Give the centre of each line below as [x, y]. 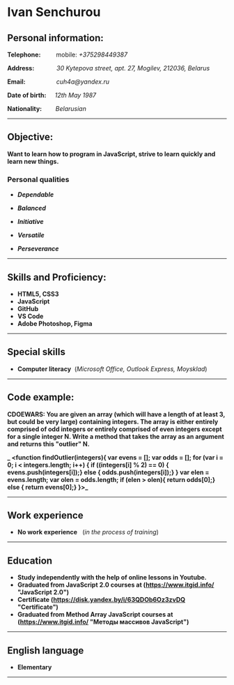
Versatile [31, 235]
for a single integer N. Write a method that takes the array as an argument [116, 436]
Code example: [41, 397]
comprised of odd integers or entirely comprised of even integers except [115, 429]
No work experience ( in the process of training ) [88, 532]
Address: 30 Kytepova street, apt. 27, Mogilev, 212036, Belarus [109, 68]
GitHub [28, 308]
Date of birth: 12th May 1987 [52, 95]
